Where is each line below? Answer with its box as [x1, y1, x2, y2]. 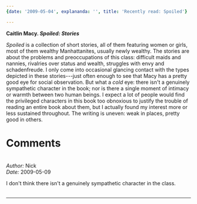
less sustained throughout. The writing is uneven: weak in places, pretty [6, 110, 180, 117]
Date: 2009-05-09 [6, 168, 51, 175]
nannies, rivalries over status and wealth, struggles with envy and [6, 60, 165, 67]
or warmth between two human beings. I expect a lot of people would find [6, 91, 185, 98]
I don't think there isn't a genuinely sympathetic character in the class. [6, 179, 176, 186]
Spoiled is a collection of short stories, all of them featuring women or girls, [6, 41, 188, 48]
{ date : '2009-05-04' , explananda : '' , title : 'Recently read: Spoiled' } [6, 8, 188, 15]
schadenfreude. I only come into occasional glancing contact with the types [6, 66, 189, 73]
